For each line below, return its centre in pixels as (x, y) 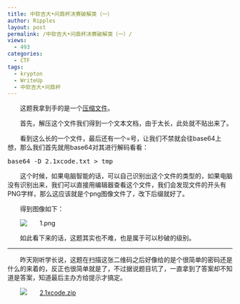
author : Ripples (31, 21)
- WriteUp (28, 80)
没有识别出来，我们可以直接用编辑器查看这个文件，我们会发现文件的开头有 (117, 185)
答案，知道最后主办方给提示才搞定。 (73, 278)
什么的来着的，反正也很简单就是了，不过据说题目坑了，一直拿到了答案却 (114, 269)
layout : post (27, 27)
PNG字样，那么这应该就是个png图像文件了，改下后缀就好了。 (98, 194)
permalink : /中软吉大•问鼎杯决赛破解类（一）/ (70, 34)
